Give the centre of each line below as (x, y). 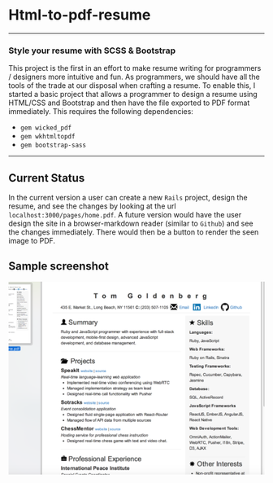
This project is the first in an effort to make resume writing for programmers (135, 68)
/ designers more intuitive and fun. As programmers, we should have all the (134, 77)
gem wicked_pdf (46, 128)
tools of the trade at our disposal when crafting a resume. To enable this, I (132, 86)
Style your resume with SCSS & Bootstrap (92, 50)
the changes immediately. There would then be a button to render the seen (134, 232)
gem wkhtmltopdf (48, 137)
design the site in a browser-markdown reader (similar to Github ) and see (131, 224)
